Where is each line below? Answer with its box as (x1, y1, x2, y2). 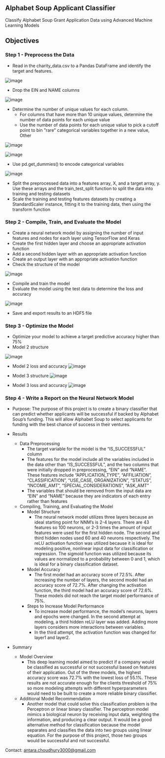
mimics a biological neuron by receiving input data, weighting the (27, 712, 159, 718)
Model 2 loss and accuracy (12, 363, 67, 369)
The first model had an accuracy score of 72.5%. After (34, 572, 145, 578)
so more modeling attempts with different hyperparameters (27, 685, 147, 691)
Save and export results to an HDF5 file (12, 310, 92, 316)
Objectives (5, 37, 39, 45)
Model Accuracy (27, 567, 61, 572)
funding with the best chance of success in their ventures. (12, 421, 131, 427)
